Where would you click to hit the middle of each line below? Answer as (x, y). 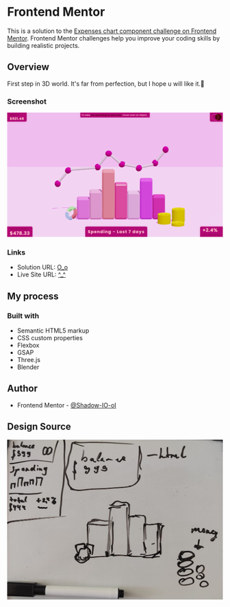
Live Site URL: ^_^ (41, 274)
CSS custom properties (50, 337)
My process (33, 296)
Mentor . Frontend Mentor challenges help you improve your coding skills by (114, 38)
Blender (28, 367)
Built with (23, 316)
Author (22, 389)
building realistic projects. (43, 45)
